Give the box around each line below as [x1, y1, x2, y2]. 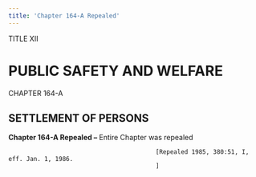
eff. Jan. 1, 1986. [8, 155, 74, 163]
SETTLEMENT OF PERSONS [8, 111, 149, 125]
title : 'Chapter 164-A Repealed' [8, 11, 120, 20]
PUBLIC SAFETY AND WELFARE [8, 62, 223, 80]
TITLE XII [8, 34, 39, 43]
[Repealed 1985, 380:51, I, [155, 148, 250, 156]
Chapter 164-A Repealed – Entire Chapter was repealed [8, 133, 194, 143]
